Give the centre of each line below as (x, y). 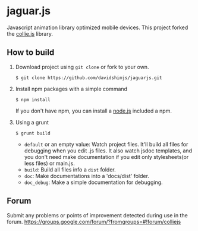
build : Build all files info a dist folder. (70, 169)
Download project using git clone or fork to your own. (82, 67)
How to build (31, 53)
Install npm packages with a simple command (71, 89)
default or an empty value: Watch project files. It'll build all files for (106, 144)
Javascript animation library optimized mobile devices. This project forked (98, 27)
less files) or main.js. (49, 163)
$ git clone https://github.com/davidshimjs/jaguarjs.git (89, 78)
